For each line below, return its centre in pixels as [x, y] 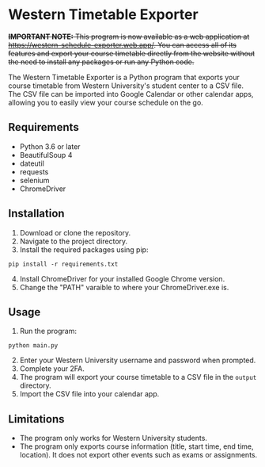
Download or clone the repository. [75, 232]
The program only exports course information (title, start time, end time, [137, 446]
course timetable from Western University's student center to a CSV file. [126, 86]
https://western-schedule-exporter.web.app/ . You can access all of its [123, 44]
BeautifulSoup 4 [46, 155]
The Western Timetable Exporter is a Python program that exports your [124, 77]
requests [34, 171]
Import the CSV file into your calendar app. [89, 394]
